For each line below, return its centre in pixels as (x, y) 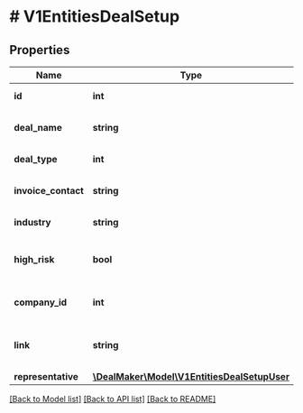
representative (46, 376)
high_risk (34, 259)
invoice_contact (49, 191)
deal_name (38, 128)
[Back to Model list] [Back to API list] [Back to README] (113, 399)
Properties (40, 50)
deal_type (36, 159)
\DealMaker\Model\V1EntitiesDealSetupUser (191, 376)
